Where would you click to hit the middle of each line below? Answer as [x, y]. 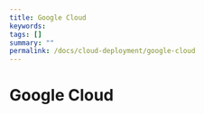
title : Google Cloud [48, 18]
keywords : [28, 26]
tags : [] [26, 34]
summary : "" [32, 43]
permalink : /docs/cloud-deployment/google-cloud [102, 51]
